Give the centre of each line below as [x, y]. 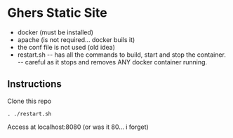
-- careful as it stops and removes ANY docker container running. [112, 62]
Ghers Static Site [57, 13]
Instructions [34, 84]
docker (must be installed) [55, 32]
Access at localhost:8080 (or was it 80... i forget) [78, 127]
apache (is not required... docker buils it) [76, 39]
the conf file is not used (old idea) [66, 47]
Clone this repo [29, 101]
